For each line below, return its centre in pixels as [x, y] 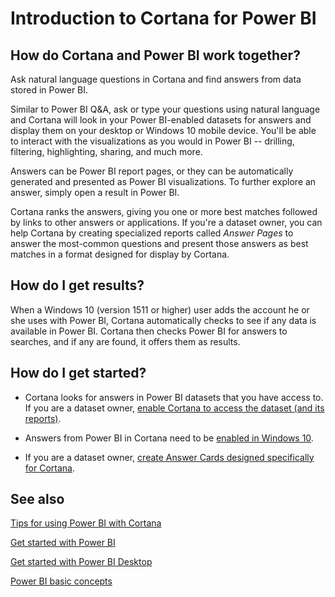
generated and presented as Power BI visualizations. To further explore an [163, 181]
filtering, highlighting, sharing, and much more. [106, 151]
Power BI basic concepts [61, 581]
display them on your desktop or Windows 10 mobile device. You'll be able [163, 130]
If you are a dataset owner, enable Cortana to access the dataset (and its [174, 408]
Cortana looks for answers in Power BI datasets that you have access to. [174, 397]
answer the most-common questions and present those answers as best [159, 243]
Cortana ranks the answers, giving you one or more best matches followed [164, 211]
